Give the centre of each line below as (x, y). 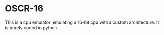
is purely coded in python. (32, 27)
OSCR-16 (24, 9)
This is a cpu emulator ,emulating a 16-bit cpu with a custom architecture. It (82, 22)
